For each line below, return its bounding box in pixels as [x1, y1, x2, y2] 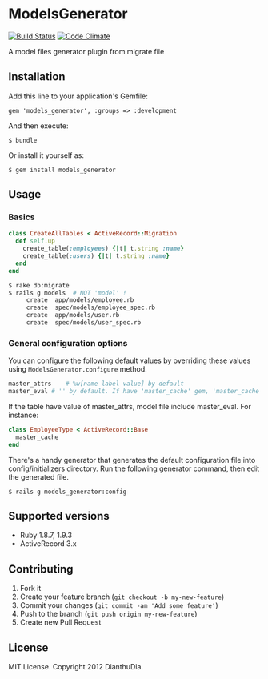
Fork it [19, 584, 42, 593]
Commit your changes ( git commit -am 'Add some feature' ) [19, 601, 218, 610]
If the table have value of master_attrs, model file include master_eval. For [8, 401, 252, 411]
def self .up [15, 237, 56, 245]
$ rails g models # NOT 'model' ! [8, 289, 127, 297]
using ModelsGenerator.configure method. [8, 364, 148, 374]
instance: [8, 410, 39, 420]
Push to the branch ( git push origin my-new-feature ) [19, 609, 198, 619]
